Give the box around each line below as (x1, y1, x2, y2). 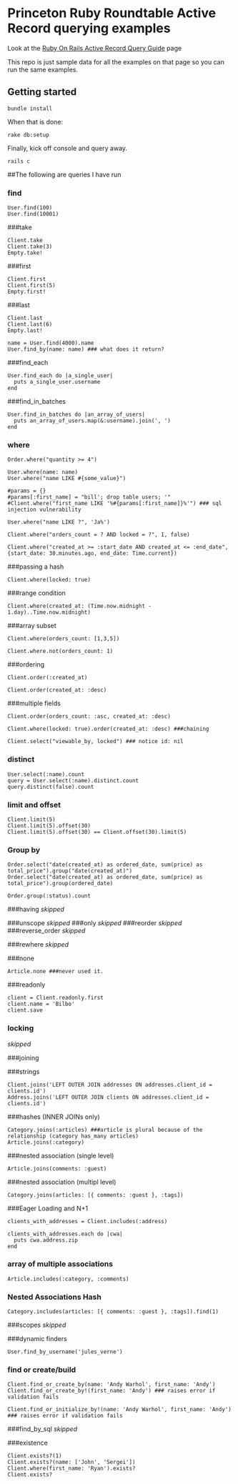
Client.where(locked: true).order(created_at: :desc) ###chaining (7, 725, 209, 733)
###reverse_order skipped (7, 927, 86, 935)
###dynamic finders (7, 1335, 68, 1343)
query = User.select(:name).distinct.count (7, 777, 139, 784)
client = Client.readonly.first (7, 995, 104, 1002)
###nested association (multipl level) (7, 1177, 116, 1186)
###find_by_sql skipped (7, 1425, 77, 1433)
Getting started (7, 86, 77, 98)
